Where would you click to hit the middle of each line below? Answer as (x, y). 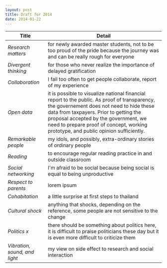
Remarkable (22, 139)
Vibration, (19, 246)
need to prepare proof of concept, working (98, 125)
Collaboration (24, 82)
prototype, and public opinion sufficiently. (96, 131)
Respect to (20, 182)
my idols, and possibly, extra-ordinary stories (101, 139)
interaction (60, 255)
